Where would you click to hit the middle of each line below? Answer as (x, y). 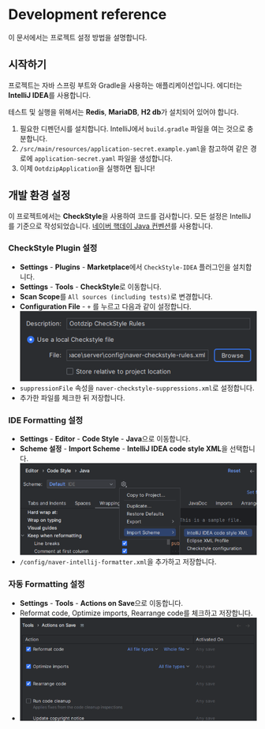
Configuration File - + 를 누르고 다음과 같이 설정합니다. (105, 306)
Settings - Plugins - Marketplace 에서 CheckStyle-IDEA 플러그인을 (125, 267)
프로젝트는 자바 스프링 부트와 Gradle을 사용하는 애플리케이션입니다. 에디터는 (125, 85)
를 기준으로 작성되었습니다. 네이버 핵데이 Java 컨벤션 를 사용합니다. (110, 226)
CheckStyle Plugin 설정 (53, 248)
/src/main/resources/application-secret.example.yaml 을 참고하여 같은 (134, 148)
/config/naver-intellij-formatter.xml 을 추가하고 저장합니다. (118, 562)
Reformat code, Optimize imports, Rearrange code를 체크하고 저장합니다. (136, 613)
